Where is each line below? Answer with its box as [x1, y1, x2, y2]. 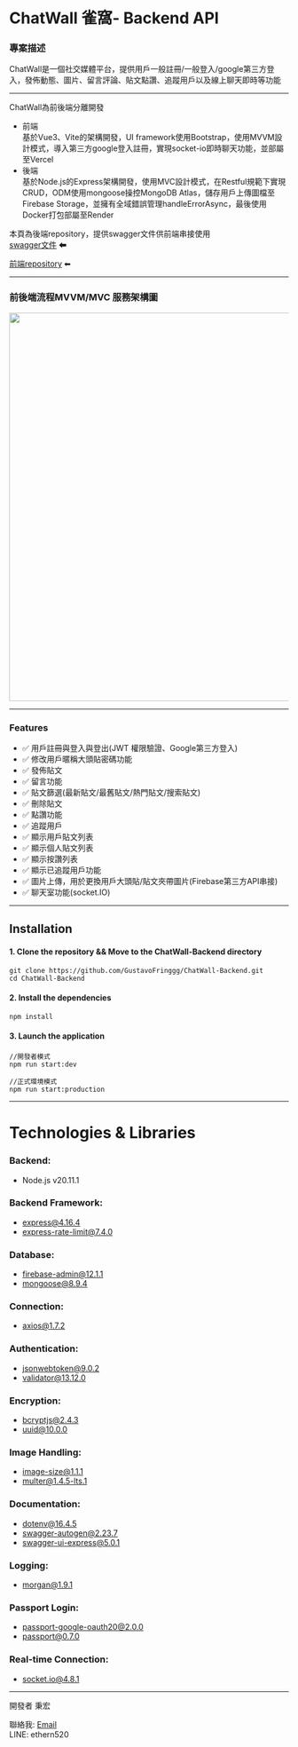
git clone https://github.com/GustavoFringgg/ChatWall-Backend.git [9, 966, 264, 975]
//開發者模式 [9, 1053, 51, 1062]
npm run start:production [9, 1085, 105, 1095]
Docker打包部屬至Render [21, 209, 114, 220]
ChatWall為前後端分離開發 [9, 102, 105, 113]
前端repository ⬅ [9, 258, 71, 269]
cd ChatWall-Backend [9, 974, 86, 983]
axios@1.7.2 [21, 1320, 66, 1332]
